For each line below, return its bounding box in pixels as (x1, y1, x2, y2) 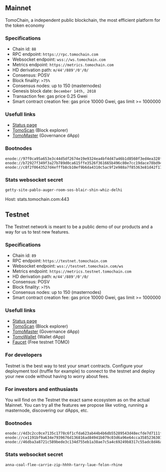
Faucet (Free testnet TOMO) (12, 339, 70, 345)
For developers (5, 351, 42, 358)
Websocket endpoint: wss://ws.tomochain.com (12, 56, 106, 62)
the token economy (5, 22, 44, 28)
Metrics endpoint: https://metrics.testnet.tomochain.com (12, 268, 132, 274)
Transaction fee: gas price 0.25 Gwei (12, 94, 88, 99)
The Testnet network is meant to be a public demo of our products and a (5, 224, 153, 230)
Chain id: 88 (12, 46, 37, 52)
